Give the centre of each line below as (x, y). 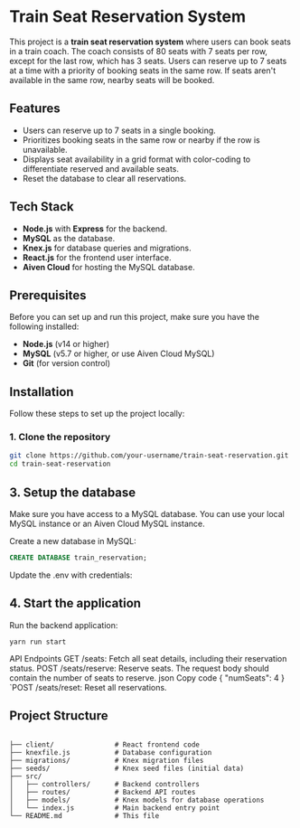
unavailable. (45, 149)
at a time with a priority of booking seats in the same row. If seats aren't (143, 71)
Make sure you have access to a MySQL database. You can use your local (147, 514)
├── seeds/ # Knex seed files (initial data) (127, 768)
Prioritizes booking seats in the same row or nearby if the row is (141, 140)
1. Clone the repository (60, 438)
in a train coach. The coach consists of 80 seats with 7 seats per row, (139, 51)
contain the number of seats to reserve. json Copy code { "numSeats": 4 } (147, 677)
